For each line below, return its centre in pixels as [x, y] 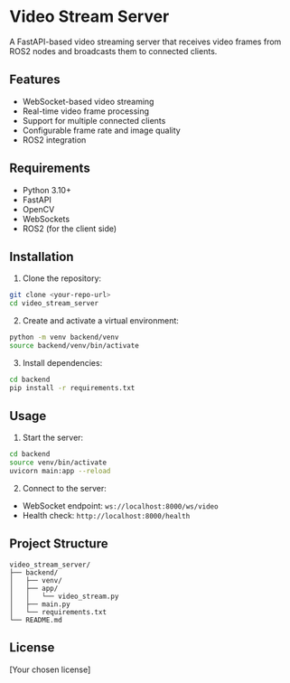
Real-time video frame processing [86, 111]
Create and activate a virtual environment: [100, 321]
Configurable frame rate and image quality [101, 130]
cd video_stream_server [54, 304]
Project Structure [59, 544]
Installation [42, 256]
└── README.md [36, 620]
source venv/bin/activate [58, 463]
